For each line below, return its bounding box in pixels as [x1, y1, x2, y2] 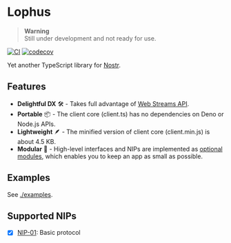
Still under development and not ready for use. [23, 34, 157, 42]
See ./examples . [7, 190, 53, 198]
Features [7, 81, 46, 93]
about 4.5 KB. [17, 137, 57, 145]
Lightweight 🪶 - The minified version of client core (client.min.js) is [17, 127, 210, 136]
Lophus [7, 4, 52, 20]
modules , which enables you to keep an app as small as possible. [17, 152, 203, 160]
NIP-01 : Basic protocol [17, 229, 81, 237]
